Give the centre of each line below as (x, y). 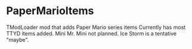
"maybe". (18, 40)
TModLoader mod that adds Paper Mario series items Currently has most (96, 27)
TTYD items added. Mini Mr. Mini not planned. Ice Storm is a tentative (92, 33)
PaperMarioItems (50, 11)
